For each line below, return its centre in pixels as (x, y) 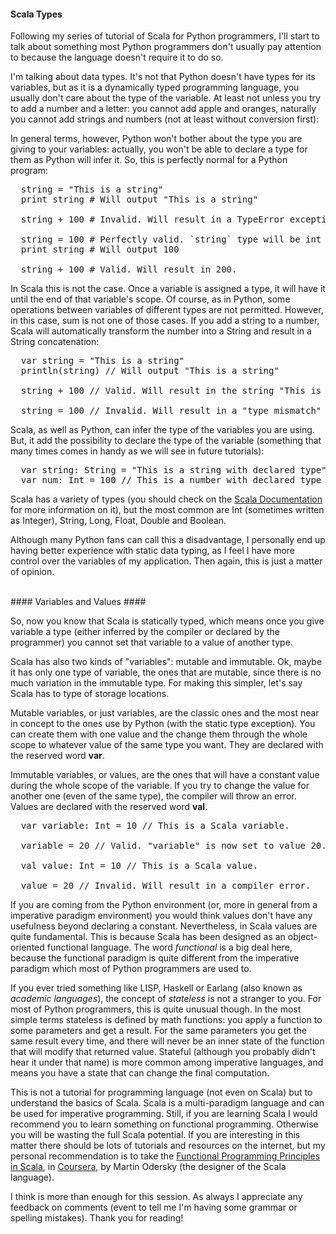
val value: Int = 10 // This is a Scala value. (139, 866)
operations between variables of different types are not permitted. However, (167, 310)
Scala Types (36, 14)
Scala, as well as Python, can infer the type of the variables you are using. (162, 430)
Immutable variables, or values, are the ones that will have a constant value (165, 775)
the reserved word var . (57, 756)
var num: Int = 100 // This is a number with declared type (171, 480)
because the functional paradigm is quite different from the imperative (155, 958)
